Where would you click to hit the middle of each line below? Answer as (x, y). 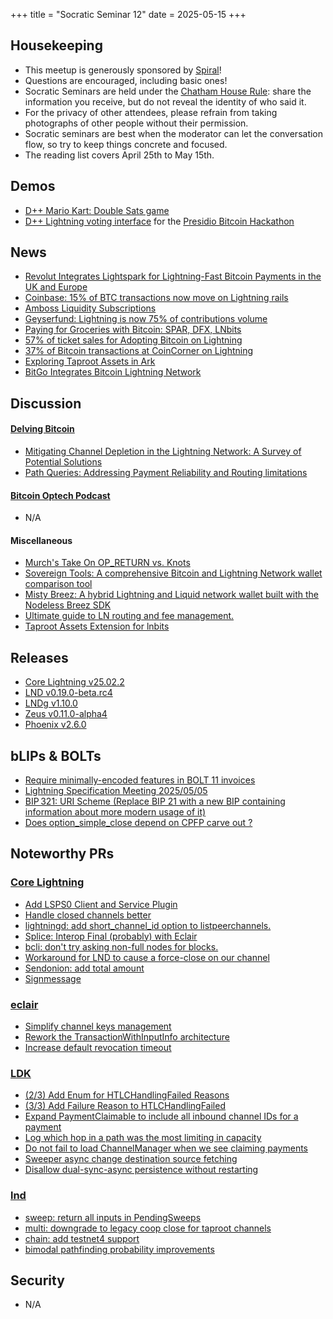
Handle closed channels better (88, 915)
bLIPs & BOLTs (56, 755)
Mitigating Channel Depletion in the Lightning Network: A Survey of (163, 451)
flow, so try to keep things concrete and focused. (126, 144)
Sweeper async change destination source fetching (131, 1159)
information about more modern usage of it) (115, 812)
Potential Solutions (63, 462)
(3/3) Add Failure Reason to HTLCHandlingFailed (125, 1106)
